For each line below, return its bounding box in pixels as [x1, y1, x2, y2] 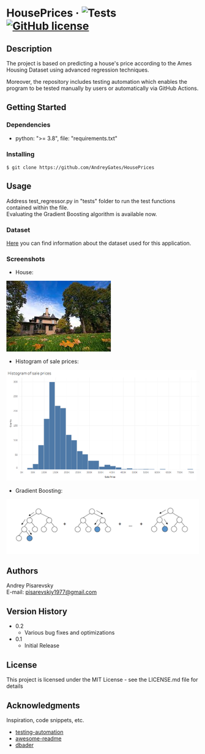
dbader [15, 741, 34, 748]
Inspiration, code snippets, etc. [6, 716, 84, 723]
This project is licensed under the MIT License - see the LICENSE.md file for [6, 676, 198, 684]
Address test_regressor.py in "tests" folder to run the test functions [6, 197, 176, 204]
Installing [6, 150, 35, 159]
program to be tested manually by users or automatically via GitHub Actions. [6, 84, 199, 92]
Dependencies [6, 121, 51, 129]
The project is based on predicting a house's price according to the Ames [6, 60, 192, 67]
